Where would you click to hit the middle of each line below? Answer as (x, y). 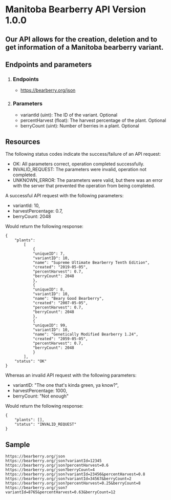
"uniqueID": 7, (49, 254)
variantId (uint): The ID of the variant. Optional (69, 115)
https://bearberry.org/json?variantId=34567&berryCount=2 (68, 479)
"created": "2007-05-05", (60, 303)
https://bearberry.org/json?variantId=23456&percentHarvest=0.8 (75, 474)
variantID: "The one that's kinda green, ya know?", (66, 385)
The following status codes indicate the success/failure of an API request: (83, 154)
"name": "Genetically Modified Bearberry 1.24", (85, 335)
